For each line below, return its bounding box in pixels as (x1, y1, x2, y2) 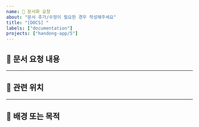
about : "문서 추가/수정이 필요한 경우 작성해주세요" (6, 14, 117, 20)
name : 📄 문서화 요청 (6, 8, 51, 15)
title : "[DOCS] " (6, 19, 49, 25)
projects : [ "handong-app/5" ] (6, 31, 78, 37)
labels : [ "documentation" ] (6, 25, 73, 31)
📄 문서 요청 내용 (6, 54, 60, 64)
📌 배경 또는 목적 (6, 112, 60, 122)
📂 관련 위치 (6, 83, 44, 93)
